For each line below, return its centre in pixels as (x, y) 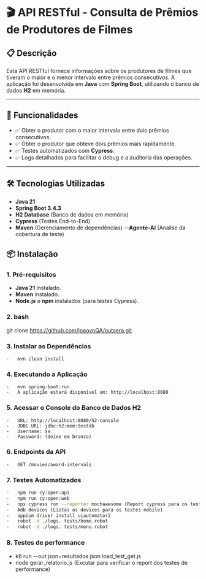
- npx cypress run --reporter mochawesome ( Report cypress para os (97, 504)
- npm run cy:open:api (38, 493)
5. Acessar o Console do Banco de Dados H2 (74, 408)
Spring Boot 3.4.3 (38, 208)
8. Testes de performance (46, 543)
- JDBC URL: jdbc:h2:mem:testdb (51, 426)
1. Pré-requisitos (31, 274)
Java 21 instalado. (38, 288)
